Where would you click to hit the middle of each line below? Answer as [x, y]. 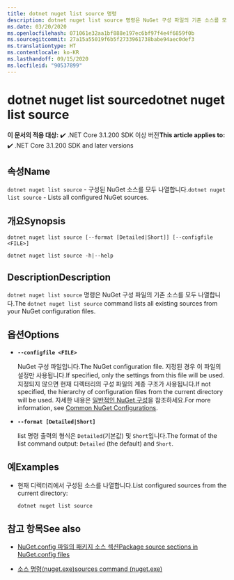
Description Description [59, 277]
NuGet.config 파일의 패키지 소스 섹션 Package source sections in [108, 547]
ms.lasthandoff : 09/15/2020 [48, 59]
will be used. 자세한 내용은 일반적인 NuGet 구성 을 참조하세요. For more [114, 400]
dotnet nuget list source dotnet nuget [116, 100]
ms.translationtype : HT [42, 46]
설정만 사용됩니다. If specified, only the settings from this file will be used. [121, 375]
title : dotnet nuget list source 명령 [62, 14]
